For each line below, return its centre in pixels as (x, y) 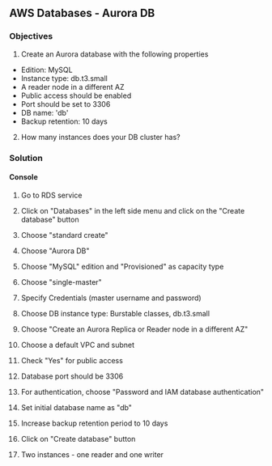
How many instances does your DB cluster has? (100, 137)
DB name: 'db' (45, 112)
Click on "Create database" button (78, 438)
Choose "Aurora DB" (55, 251)
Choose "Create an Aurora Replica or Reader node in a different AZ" (134, 329)
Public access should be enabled (76, 95)
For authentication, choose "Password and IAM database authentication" (142, 392)
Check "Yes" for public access (72, 360)
